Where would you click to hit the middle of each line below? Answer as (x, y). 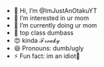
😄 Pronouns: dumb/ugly (49, 48)
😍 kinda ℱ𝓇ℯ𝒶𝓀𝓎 (37, 40)
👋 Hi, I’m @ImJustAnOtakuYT (55, 11)
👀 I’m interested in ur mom (51, 18)
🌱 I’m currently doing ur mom (55, 25)
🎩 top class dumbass (44, 32)
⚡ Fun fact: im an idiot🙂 (47, 56)
